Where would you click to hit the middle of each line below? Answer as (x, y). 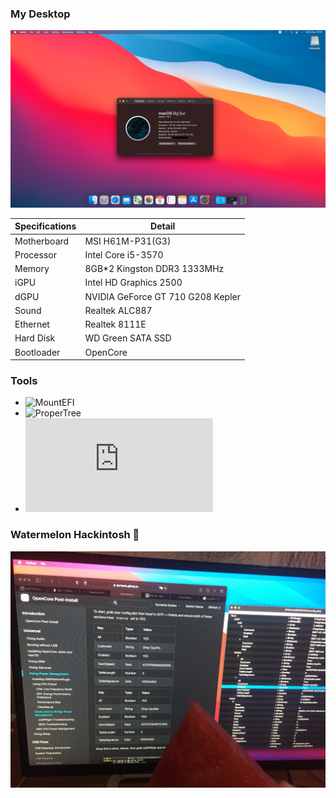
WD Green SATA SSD (128, 338)
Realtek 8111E (115, 324)
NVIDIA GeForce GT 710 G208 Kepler (163, 296)
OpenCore (106, 352)
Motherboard (42, 241)
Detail (163, 226)
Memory (32, 269)
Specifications (45, 226)
